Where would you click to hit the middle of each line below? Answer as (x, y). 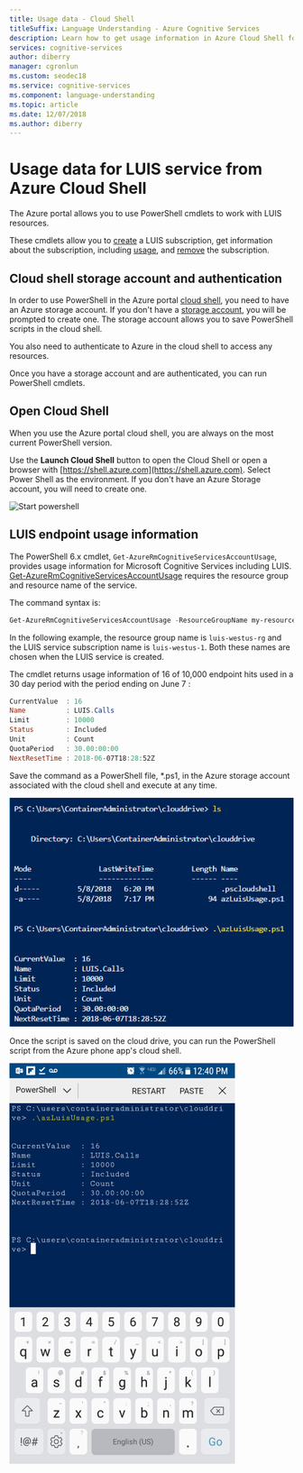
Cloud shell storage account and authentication (146, 278)
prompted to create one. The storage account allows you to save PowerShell (151, 319)
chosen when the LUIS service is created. (87, 656)
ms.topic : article (44, 105)
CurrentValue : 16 (46, 701)
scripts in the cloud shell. (56, 329)
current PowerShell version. (61, 443)
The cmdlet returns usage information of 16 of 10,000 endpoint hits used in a (151, 674)
